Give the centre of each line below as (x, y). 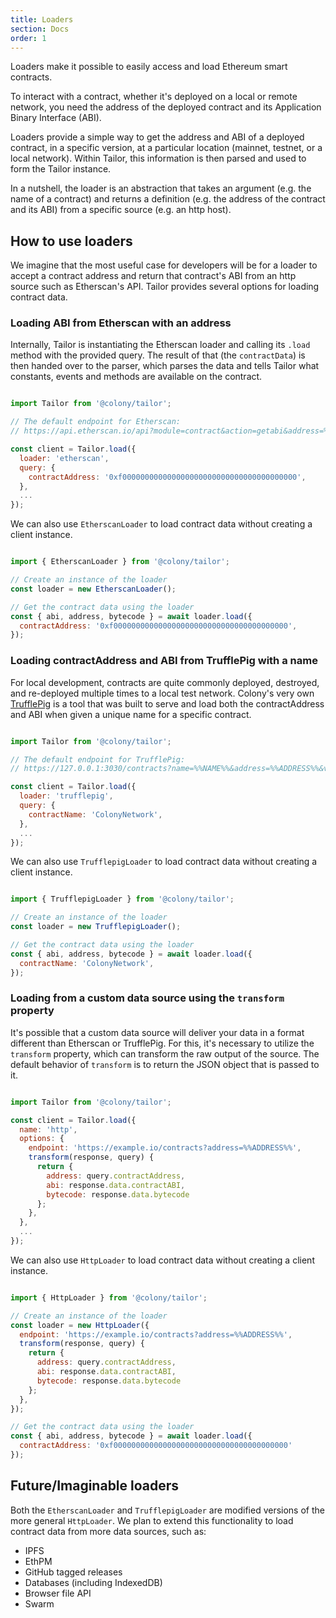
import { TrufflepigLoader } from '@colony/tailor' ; (122, 899)
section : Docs (40, 29)
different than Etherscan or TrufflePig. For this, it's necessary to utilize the (162, 1043)
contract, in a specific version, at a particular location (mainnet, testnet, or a (166, 148)
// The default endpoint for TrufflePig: (98, 759)
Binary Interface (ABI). (56, 118)
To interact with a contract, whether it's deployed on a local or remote (154, 97)
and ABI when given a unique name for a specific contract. (131, 714)
